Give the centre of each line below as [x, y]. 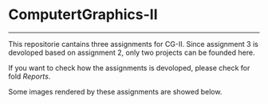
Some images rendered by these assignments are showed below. [115, 91]
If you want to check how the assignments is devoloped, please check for [129, 67]
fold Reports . [30, 76]
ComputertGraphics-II [83, 15]
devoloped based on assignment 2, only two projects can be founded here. [132, 52]
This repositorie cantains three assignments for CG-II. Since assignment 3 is [134, 44]
